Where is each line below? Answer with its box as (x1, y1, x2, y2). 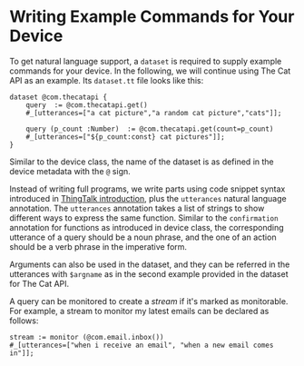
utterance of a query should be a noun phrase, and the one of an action (9, 232, 277, 242)
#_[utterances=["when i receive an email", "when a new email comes (9, 341, 274, 350)
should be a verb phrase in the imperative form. (9, 241, 188, 252)
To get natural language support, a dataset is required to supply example (9, 55, 282, 66)
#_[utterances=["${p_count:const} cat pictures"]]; (25, 132, 225, 142)
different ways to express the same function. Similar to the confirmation (9, 212, 279, 223)
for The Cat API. (9, 278, 70, 289)
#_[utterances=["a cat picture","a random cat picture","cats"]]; (25, 108, 282, 117)
